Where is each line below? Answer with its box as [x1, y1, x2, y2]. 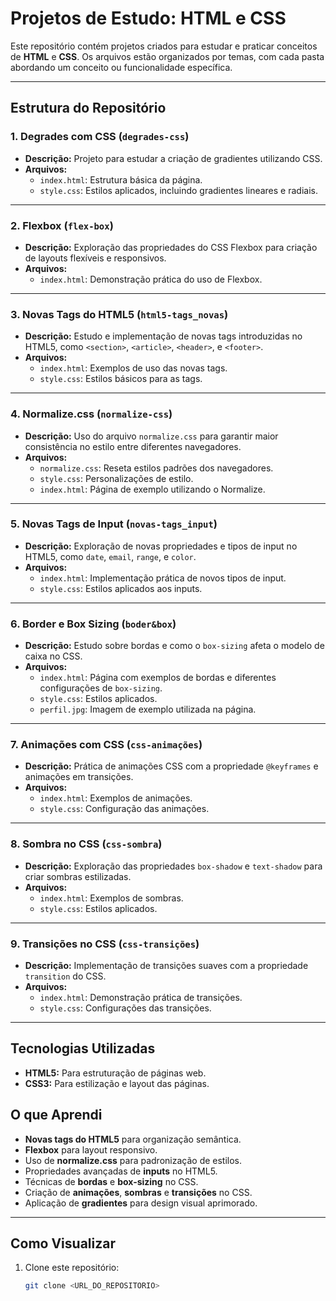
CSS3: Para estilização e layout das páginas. [24, 1077, 210, 1089]
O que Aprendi [10, 1107, 103, 1124]
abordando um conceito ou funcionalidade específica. [10, 61, 233, 73]
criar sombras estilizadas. [24, 870, 132, 882]
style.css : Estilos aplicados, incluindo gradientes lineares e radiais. [39, 184, 318, 196]
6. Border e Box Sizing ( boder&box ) [10, 617, 177, 631]
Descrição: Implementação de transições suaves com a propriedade [24, 960, 309, 971]
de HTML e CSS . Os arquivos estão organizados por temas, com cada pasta [10, 50, 325, 62]
